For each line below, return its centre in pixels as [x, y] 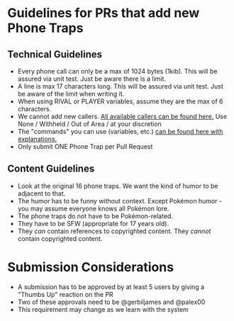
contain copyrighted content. [60, 238]
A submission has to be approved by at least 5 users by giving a [111, 287]
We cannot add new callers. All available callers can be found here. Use [122, 116]
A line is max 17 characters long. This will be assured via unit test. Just [120, 86]
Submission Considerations [91, 267]
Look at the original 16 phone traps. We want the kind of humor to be [118, 186]
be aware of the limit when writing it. [71, 94]
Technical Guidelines [55, 54]
